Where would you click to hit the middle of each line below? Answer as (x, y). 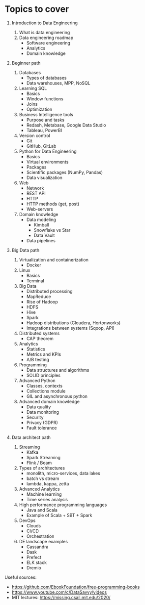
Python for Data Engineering (48, 151)
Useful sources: (21, 577)
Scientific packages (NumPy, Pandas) (65, 172)
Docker (34, 265)
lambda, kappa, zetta (48, 483)
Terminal (35, 281)
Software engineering (48, 43)
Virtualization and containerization (54, 259)
